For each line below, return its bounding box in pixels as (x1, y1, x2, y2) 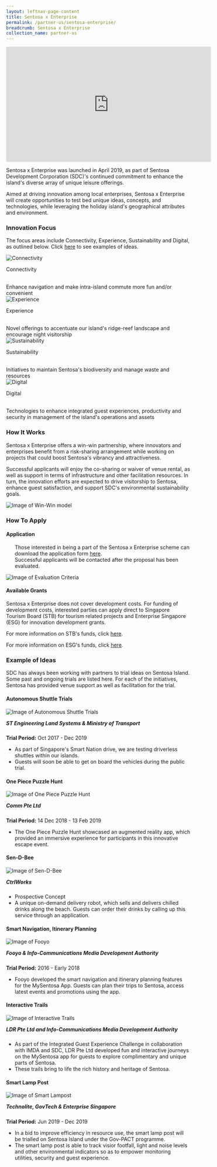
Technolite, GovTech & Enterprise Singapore (6, 1103, 116, 1110)
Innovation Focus (6, 224, 57, 232)
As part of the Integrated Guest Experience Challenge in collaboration (14, 1041, 182, 1048)
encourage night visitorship (6, 331, 72, 338)
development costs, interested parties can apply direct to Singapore (6, 606, 170, 613)
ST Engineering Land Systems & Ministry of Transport (6, 719, 140, 726)
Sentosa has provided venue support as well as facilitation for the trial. (6, 682, 176, 689)
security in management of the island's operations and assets (6, 414, 155, 421)
